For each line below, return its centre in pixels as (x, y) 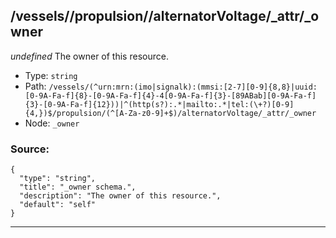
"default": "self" (58, 205)
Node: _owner (52, 123)
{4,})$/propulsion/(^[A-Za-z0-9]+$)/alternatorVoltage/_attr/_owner (170, 113)
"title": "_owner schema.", (78, 187)
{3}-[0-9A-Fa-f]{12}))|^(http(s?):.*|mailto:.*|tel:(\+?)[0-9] (159, 104)
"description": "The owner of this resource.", (120, 196)
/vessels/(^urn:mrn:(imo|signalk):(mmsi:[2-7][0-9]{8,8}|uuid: (183, 87)
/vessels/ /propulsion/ (79, 16)
